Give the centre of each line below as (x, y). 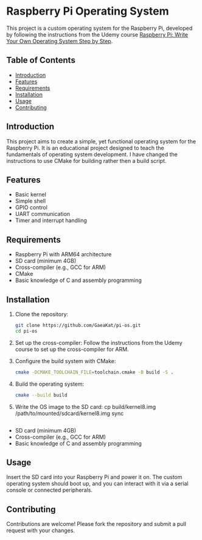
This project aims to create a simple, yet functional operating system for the (101, 141)
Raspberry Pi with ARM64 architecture (63, 254)
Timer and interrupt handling (51, 220)
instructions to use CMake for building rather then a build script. (86, 160)
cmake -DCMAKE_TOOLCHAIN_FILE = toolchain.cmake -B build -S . (94, 372)
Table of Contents (41, 60)
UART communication (43, 214)
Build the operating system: (50, 384)
